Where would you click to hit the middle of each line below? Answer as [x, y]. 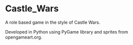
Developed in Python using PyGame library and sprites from [67, 32]
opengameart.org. [24, 37]
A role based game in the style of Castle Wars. [53, 22]
